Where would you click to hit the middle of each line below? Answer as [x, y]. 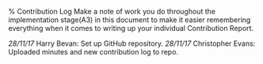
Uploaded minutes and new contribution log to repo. [93, 52]
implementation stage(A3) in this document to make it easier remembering [130, 20]
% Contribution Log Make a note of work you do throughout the [112, 11]
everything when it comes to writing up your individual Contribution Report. [131, 28]
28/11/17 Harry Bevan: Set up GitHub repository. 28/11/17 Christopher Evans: [132, 43]
